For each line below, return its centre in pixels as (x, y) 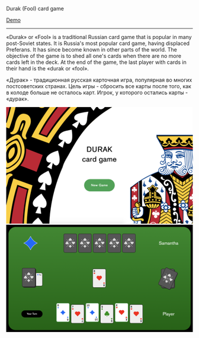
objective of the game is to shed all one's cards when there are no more (94, 56)
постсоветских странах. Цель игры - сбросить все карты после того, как (99, 86)
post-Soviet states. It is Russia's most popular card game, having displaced (98, 43)
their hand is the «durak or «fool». (47, 68)
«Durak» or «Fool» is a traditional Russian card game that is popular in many (99, 37)
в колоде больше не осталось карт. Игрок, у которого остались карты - (97, 92)
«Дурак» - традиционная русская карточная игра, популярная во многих (99, 80)
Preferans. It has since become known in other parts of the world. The (92, 49)
